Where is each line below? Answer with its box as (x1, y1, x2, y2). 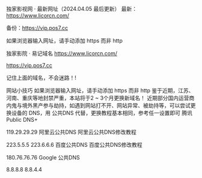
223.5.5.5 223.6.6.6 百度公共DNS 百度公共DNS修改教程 (6, 141, 142, 148)
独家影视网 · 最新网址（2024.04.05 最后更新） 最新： (6, 5, 137, 12)
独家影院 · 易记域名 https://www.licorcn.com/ (6, 50, 117, 57)
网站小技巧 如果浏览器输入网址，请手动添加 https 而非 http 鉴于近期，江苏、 (6, 87, 194, 94)
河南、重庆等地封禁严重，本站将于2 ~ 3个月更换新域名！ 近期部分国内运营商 (6, 95, 195, 101)
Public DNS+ (6, 116, 38, 123)
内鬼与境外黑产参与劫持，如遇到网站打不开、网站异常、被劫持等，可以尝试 (6, 102, 191, 109)
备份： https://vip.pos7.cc (6, 25, 68, 31)
